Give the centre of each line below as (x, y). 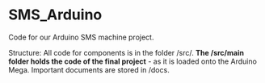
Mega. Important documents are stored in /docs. (89, 69)
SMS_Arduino (55, 15)
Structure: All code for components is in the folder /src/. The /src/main (126, 52)
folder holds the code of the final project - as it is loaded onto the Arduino (132, 61)
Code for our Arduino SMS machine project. (81, 37)
